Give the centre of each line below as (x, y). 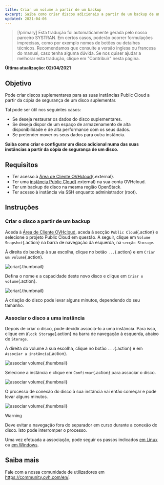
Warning (13, 415)
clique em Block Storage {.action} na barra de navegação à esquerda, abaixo (82, 334)
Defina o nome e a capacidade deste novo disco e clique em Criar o (74, 276)
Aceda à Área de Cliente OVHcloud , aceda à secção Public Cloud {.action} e (82, 232)
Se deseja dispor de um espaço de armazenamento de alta (71, 125)
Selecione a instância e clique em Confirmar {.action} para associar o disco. (81, 372)
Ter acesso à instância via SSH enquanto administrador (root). (75, 192)
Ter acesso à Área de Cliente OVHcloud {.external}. (63, 177)
